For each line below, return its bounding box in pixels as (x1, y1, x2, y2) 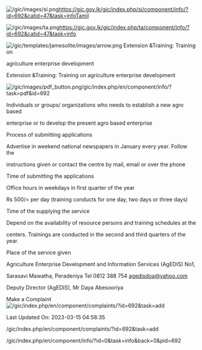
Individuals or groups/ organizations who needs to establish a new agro (6, 101, 184, 108)
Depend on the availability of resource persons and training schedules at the (6, 219, 197, 226)
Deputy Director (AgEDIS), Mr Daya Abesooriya (6, 284, 124, 291)
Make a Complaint (6, 296, 51, 302)
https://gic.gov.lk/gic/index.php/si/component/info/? (58, 6, 189, 13)
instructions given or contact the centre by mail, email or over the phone (6, 161, 186, 168)
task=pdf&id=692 (6, 90, 50, 96)
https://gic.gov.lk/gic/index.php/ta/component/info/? (59, 24, 190, 31)
